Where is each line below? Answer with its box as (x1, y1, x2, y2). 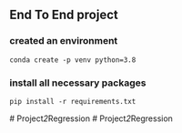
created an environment (9, 35, 118, 47)
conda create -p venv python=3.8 (9, 55, 136, 65)
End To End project (9, 7, 118, 23)
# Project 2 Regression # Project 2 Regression (9, 113, 173, 124)
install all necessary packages (9, 77, 147, 89)
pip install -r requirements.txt (9, 97, 136, 106)
